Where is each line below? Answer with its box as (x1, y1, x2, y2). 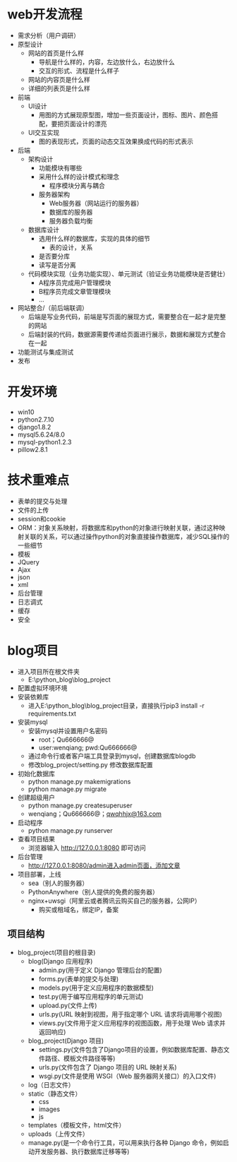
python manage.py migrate (28, 785, 107, 793)
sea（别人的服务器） (28, 879, 89, 887)
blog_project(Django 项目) (28, 1036, 104, 1045)
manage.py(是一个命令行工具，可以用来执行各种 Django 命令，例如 (28, 1138, 224, 1146)
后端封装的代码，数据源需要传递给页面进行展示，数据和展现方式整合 (28, 330, 226, 338)
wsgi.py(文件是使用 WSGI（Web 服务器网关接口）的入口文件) (38, 1072, 217, 1080)
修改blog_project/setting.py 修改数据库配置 (28, 760, 153, 769)
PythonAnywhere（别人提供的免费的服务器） (28, 887, 159, 896)
